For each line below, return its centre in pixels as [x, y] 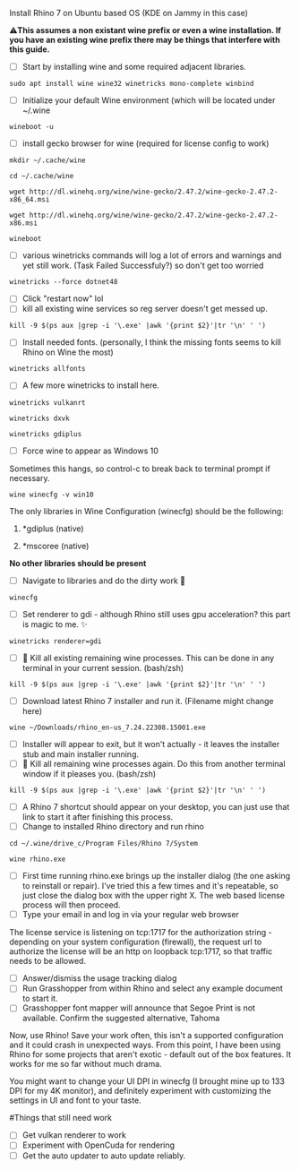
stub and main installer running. [81, 754]
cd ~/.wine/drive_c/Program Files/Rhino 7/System [104, 844]
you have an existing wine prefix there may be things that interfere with [145, 40]
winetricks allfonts [48, 369]
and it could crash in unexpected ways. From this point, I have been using [145, 1045]
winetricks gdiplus [46, 434]
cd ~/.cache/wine [42, 176]
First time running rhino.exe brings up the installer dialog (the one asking [156, 876]
